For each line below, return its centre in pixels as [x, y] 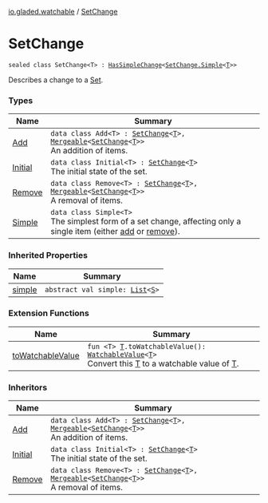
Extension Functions [49, 313]
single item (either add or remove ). [115, 232]
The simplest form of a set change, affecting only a [146, 221]
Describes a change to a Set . [56, 80]
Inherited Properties [48, 255]
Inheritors [28, 387]
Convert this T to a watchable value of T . [163, 363]
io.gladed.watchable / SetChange [63, 12]
